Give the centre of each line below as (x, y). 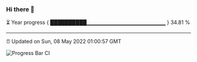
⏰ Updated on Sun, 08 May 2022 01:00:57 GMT (64, 42)
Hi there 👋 (21, 9)
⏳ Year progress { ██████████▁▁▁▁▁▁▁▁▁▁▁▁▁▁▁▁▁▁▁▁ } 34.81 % (98, 22)
